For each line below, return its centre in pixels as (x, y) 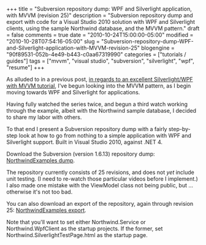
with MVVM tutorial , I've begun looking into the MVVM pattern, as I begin (99, 86)
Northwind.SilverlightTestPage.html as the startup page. (77, 235)
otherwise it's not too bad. (40, 192)
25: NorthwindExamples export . (47, 210)
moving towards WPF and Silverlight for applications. (73, 92)
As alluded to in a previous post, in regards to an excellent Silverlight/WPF (100, 79)
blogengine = (158, 48)
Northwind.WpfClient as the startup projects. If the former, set (85, 228)
